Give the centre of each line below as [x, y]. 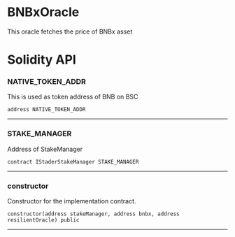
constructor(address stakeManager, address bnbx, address [93, 214]
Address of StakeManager [45, 149]
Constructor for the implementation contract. [72, 201]
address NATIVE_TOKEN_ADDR [47, 110]
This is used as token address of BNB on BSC [73, 97]
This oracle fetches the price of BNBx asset [70, 31]
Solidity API [42, 60]
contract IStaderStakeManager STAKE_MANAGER [73, 161]
